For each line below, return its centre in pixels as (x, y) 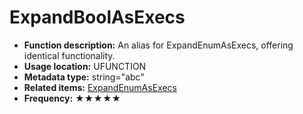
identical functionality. (69, 55)
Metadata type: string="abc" (84, 77)
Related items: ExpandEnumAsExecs (100, 87)
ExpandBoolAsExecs (97, 17)
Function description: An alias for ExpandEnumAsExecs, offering (158, 45)
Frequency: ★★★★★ (72, 98)
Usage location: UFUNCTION (85, 66)
